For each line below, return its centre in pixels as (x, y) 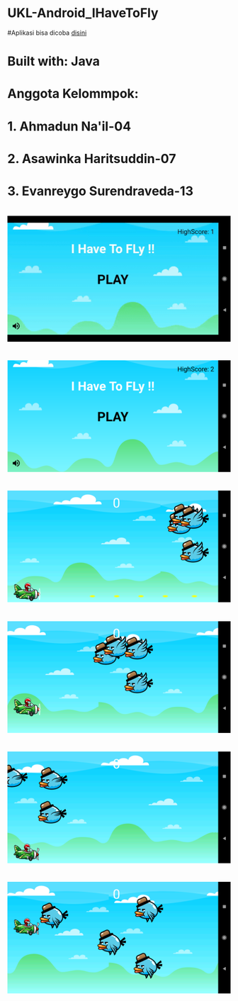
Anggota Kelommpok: (73, 94)
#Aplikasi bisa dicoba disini (47, 33)
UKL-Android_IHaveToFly (83, 13)
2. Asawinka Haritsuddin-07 (92, 158)
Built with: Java (54, 61)
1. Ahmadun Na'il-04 (69, 126)
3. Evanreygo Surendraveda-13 (100, 191)
